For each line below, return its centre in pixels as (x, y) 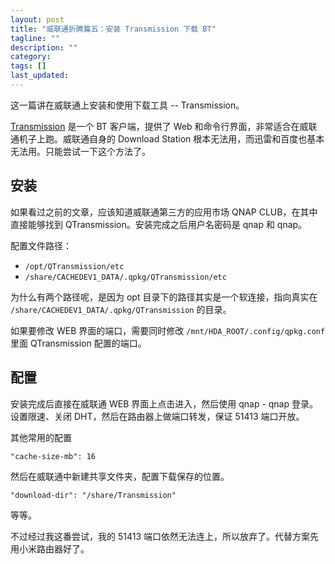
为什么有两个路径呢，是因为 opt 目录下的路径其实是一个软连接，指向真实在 (164, 297)
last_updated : (40, 76)
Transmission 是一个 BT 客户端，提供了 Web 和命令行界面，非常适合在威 (159, 126)
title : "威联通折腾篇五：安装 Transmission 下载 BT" (113, 29)
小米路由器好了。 (54, 548)
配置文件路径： (41, 245)
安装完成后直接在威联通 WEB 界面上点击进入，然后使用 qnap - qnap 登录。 (164, 403)
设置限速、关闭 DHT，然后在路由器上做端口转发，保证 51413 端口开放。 (157, 416)
